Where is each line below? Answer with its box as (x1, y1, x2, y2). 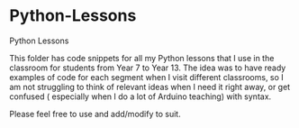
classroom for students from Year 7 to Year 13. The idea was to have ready (9, 62, 286, 73)
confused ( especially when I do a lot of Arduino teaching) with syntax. (9, 91, 272, 102)
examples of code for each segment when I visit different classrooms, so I (9, 71, 284, 82)
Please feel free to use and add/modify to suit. (9, 108, 182, 119)
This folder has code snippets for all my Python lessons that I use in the (9, 52, 275, 63)
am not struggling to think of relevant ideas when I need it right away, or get (9, 81, 291, 92)
